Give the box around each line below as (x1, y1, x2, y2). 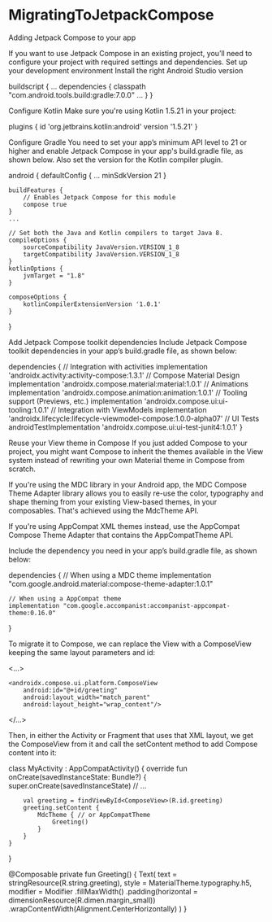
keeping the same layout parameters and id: (8, 647, 156, 657)
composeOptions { (8, 293, 67, 301)
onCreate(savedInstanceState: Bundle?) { (8, 771, 147, 782)
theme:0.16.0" (8, 609, 57, 617)
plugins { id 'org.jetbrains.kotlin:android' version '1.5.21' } (8, 121, 198, 131)
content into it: (8, 747, 57, 758)
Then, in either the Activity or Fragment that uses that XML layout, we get (8, 730, 254, 740)
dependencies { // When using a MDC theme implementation (8, 570, 212, 579)
